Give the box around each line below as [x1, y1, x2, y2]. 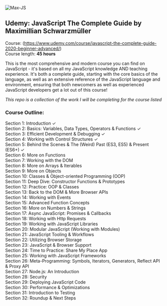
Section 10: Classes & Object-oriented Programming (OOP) [5, 173, 126, 179]
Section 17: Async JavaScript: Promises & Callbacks [5, 210, 111, 216]
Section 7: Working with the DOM [5, 157, 74, 163]
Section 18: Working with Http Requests [5, 216, 86, 222]
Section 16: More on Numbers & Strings [5, 205, 86, 211]
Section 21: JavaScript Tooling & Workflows [5, 232, 94, 238]
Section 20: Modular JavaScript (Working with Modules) [5, 226, 120, 232]
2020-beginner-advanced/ [5, 45, 60, 51]
